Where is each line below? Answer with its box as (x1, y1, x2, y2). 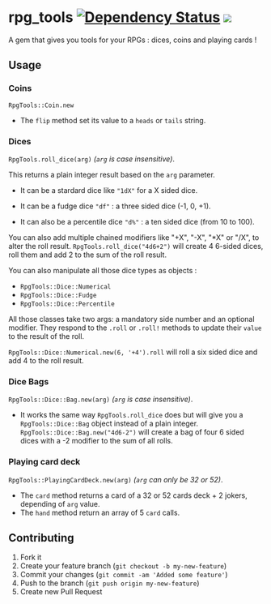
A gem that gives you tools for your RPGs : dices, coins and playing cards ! (8, 35, 257, 45)
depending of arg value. (19, 499, 100, 508)
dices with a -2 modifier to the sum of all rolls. (19, 436, 174, 446)
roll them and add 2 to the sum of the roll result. (8, 250, 167, 259)
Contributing (8, 531, 74, 545)
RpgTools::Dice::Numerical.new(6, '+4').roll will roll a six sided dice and (8, 347, 258, 357)
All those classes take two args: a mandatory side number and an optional (8, 314, 255, 323)
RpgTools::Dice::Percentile (19, 300, 115, 308)
